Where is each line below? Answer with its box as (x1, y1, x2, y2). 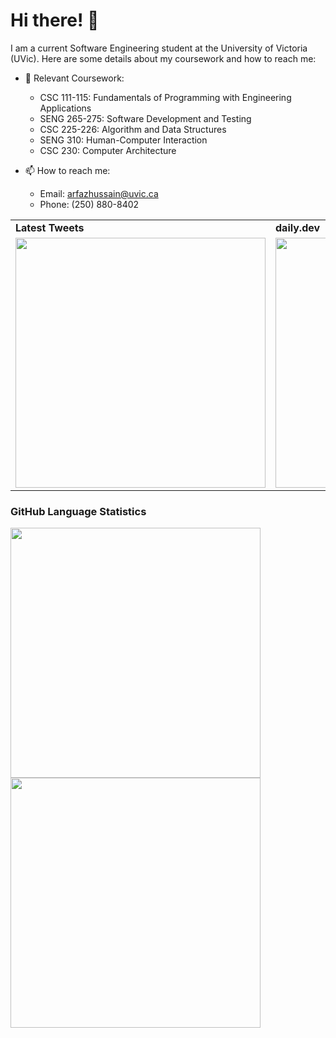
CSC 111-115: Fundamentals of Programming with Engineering (39, 91, 292, 103)
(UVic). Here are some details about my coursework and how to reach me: (10, 52, 317, 64)
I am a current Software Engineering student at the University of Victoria (10, 42, 308, 54)
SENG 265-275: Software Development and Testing (39, 112, 252, 124)
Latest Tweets (15, 220, 85, 234)
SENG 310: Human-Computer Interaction (39, 134, 208, 146)
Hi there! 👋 (10, 9, 100, 32)
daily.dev (275, 220, 321, 234)
